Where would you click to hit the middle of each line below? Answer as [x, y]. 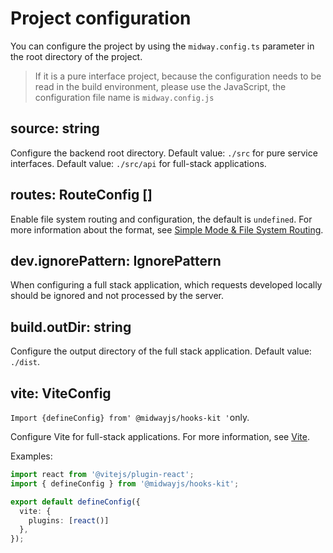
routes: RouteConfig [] [81, 195]
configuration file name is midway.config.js [124, 97]
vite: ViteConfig [61, 393]
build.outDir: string [71, 327]
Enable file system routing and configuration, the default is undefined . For [161, 219]
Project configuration [101, 18]
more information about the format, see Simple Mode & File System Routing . [167, 229]
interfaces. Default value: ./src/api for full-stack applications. [138, 163]
